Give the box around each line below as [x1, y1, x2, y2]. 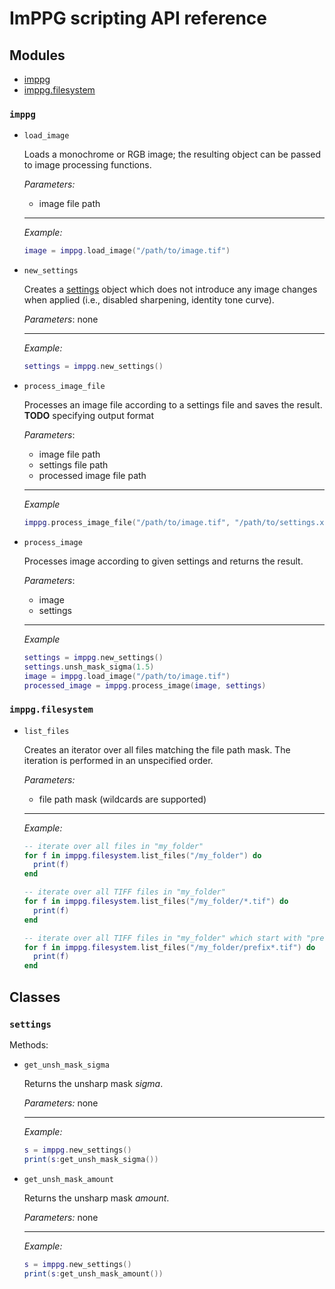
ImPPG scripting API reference [9, 7, 268, 30]
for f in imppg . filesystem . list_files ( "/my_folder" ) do [23, 850, 262, 861]
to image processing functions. [23, 159, 152, 171]
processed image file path [38, 470, 147, 482]
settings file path [38, 459, 109, 471]
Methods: [9, 1038, 49, 1051]
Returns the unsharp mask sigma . [23, 1077, 164, 1089]
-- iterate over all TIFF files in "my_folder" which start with [23, 933, 302, 943]
